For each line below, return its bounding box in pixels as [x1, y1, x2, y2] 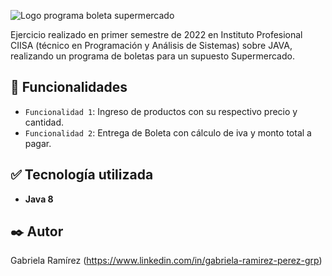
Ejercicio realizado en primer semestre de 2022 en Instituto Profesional [10, 29, 303, 40]
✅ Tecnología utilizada [10, 166, 154, 184]
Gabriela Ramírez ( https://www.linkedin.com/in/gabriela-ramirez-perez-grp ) [10, 255, 323, 267]
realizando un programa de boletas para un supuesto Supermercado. [10, 50, 295, 62]
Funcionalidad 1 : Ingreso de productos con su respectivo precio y [24, 105, 298, 117]
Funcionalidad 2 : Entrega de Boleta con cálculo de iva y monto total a [24, 126, 312, 139]
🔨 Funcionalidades [10, 79, 128, 96]
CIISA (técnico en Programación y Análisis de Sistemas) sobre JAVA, [10, 40, 293, 51]
